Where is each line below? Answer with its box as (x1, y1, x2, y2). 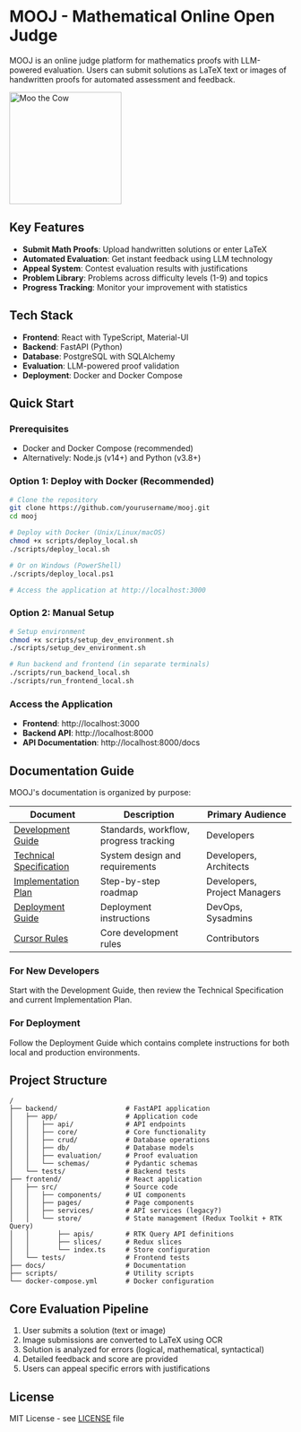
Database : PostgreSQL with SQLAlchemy (21, 351, 176, 361)
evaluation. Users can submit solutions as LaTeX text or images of (43, 65, 287, 75)
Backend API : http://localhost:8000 (21, 728, 154, 739)
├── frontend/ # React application (9, 1175, 202, 1185)
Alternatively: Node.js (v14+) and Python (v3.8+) (21, 453, 202, 464)
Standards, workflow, (99, 823, 190, 836)
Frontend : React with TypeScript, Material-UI (21, 332, 189, 343)
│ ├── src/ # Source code (9, 1183, 178, 1192)
